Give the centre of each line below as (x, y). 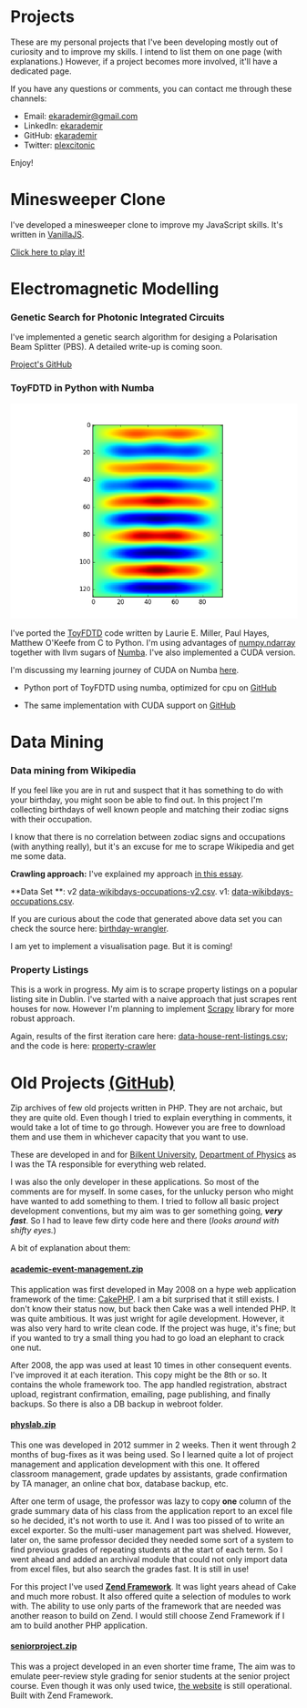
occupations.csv (41, 901)
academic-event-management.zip (77, 1269)
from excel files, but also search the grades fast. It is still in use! (130, 1569)
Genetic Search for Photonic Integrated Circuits (118, 317)
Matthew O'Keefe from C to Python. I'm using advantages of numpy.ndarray (153, 642)
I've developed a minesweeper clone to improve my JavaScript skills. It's (147, 224)
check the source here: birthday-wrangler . (90, 929)
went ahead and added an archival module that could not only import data (149, 1559)
